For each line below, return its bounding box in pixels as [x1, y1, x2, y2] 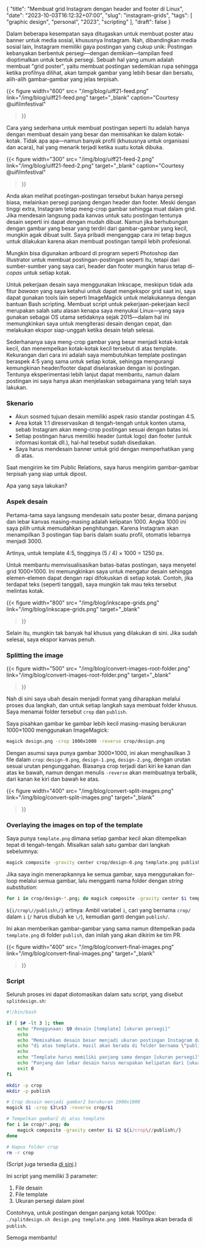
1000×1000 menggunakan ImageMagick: [6, 726, 109, 734]
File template [15, 1191, 48, 1198]
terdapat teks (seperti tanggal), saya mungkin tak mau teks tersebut [6, 581, 177, 588]
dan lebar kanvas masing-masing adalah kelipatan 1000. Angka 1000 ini [6, 518, 186, 525]
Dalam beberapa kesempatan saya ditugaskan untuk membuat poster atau [6, 30, 193, 37]
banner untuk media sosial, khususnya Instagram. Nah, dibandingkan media [6, 37, 197, 43]
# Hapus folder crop [6, 1144, 59, 1150]
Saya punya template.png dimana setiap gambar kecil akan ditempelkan [6, 835, 187, 842]
